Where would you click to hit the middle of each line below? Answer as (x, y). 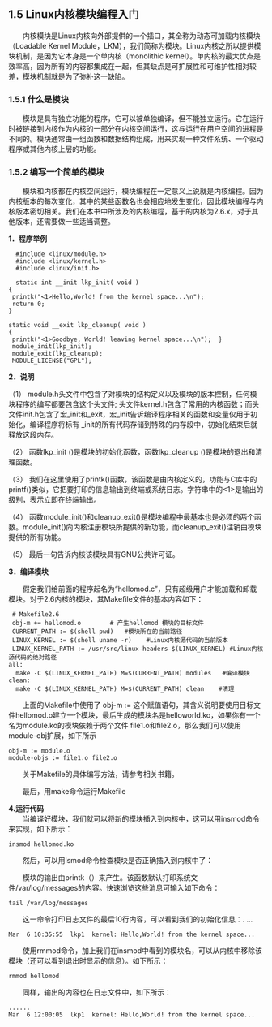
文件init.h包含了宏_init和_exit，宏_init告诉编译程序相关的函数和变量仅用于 (130, 414)
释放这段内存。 (33, 435)
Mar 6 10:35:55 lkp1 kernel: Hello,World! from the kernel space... (132, 935)
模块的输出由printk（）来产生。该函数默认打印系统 (107, 878)
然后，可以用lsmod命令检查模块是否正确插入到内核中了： (118, 861)
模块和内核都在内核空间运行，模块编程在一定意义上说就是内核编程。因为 (143, 191)
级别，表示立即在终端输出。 (55, 500)
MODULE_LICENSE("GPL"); (52, 361)
